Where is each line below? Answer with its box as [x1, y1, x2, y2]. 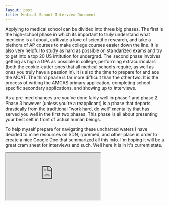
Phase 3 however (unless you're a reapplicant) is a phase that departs [5, 100, 151, 106]
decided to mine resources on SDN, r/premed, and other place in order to [5, 131, 157, 137]
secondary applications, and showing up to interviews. [23, 85, 137, 91]
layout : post [5, 7, 33, 13]
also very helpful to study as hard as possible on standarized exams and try [5, 47, 162, 54]
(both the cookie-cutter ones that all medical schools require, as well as [5, 64, 154, 70]
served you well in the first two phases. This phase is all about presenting [5, 111, 158, 117]
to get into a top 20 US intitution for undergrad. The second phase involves [5, 53, 161, 59]
